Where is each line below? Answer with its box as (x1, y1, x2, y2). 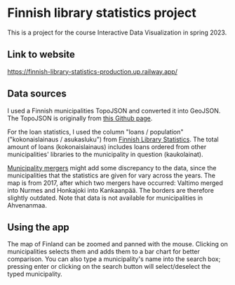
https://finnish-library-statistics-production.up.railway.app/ (7, 67, 177, 75)
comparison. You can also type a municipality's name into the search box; (7, 255, 221, 263)
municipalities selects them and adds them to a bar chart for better (7, 248, 200, 256)
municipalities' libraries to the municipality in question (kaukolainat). (7, 150, 203, 158)
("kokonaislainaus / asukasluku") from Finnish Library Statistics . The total (7, 135, 219, 144)
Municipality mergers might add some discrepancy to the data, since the (7, 163, 217, 172)
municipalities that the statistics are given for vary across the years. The (7, 171, 216, 179)
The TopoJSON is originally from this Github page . (7, 114, 153, 122)
